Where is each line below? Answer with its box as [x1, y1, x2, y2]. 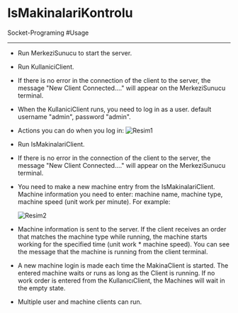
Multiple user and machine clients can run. [17, 297, 142, 306]
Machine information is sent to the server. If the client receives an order [17, 224, 227, 233]
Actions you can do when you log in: [17, 126, 125, 135]
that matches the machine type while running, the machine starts [17, 232, 208, 241]
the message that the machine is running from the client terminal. [17, 247, 208, 256]
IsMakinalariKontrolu [7, 5, 133, 21]
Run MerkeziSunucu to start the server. [17, 48, 132, 57]
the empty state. [17, 283, 66, 292]
